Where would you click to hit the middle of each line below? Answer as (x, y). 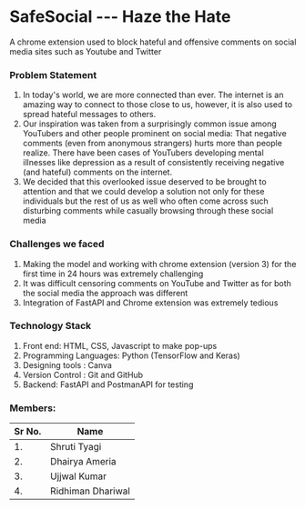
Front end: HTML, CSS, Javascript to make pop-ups (120, 345)
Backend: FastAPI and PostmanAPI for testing (108, 384)
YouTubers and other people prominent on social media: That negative (154, 134)
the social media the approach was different (105, 293)
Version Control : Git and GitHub (83, 374)
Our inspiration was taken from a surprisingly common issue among (150, 124)
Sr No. (28, 432)
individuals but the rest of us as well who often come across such (145, 201)
